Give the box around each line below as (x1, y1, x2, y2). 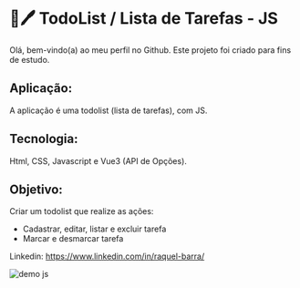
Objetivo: (9, 181, 64, 197)
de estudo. (9, 54, 50, 65)
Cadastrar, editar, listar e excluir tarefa (22, 223, 167, 234)
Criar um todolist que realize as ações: (9, 206, 154, 217)
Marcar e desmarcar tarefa (22, 233, 124, 244)
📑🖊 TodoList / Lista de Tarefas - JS (9, 8, 278, 29)
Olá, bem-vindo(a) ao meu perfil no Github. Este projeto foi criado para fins (9, 44, 292, 56)
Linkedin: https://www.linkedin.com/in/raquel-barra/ (9, 251, 205, 262)
